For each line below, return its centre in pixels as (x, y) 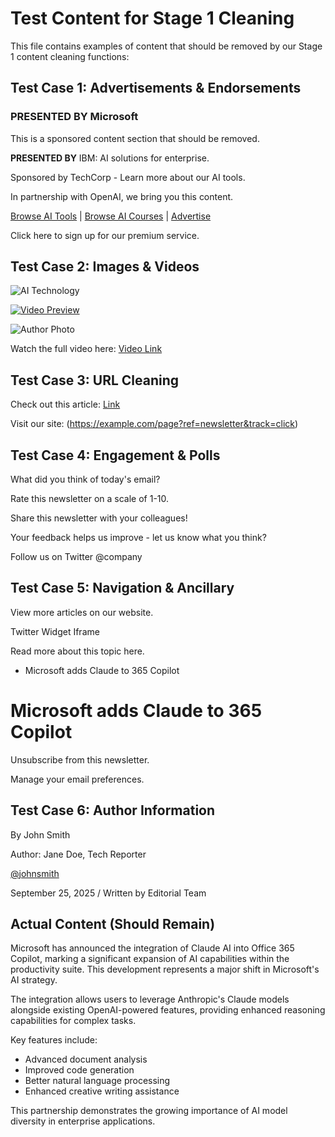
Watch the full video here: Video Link (86, 349)
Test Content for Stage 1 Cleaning (152, 18)
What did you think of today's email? (85, 479)
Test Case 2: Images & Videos (105, 267)
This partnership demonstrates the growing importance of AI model (149, 1111)
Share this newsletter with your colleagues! (99, 518)
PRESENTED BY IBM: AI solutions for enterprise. (110, 158)
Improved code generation (79, 1070)
